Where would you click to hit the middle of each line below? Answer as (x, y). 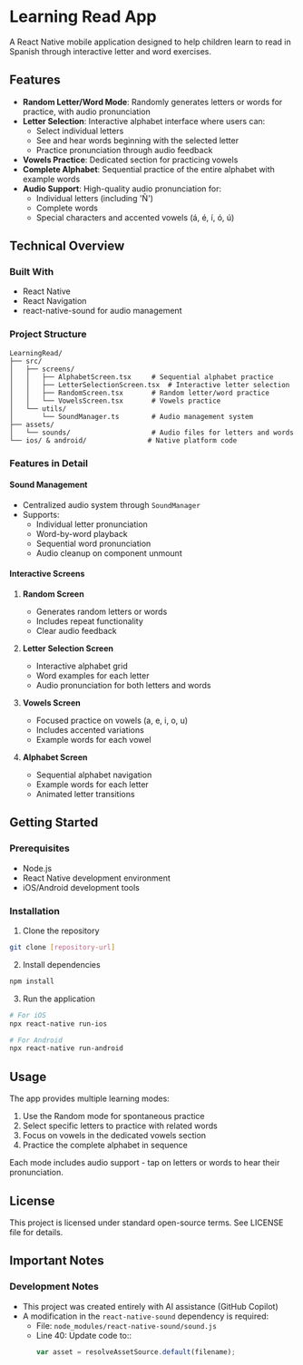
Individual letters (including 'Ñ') (95, 198)
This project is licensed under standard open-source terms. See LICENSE (147, 1223)
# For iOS (28, 1015)
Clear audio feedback (76, 631)
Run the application (59, 999)
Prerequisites (39, 848)
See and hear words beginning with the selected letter (137, 140)
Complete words (67, 208)
